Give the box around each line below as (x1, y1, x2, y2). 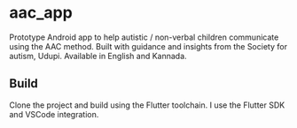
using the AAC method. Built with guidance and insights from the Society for (9, 41, 288, 51)
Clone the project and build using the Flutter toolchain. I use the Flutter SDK (9, 100, 285, 110)
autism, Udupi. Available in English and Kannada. (9, 50, 188, 61)
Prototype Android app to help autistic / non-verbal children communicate (9, 32, 279, 42)
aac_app (9, 3, 73, 23)
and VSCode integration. (9, 109, 99, 119)
